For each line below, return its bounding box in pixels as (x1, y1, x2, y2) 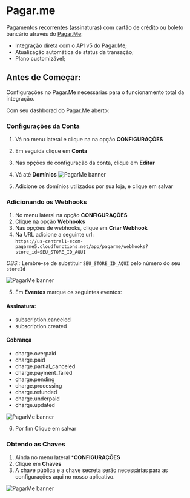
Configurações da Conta (6, 122, 80, 130)
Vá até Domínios (15, 171, 57, 178)
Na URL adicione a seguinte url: (15, 231, 94, 238)
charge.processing (15, 382, 62, 389)
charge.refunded (15, 388, 57, 395)
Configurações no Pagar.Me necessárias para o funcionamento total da (6, 89, 185, 96)
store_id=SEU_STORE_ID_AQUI (15, 249, 86, 255)
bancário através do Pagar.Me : (6, 30, 83, 37)
